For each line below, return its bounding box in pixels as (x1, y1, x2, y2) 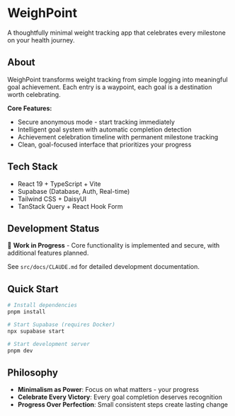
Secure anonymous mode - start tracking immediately (17, 117, 176, 126)
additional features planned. (7, 249, 89, 258)
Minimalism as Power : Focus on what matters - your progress (17, 386, 200, 394)
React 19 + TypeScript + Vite (17, 179, 101, 188)
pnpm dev (7, 347, 33, 354)
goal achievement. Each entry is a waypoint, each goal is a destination (7, 83, 212, 91)
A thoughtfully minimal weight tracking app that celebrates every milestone (7, 28, 227, 37)
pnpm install (7, 308, 46, 316)
